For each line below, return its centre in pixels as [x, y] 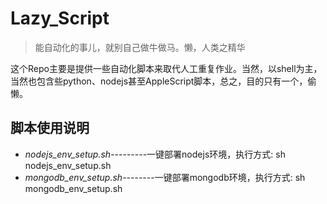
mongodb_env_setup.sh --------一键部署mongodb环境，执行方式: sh [165, 177]
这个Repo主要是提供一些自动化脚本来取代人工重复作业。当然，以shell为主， [166, 68]
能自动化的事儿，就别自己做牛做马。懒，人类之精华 [140, 47]
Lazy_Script [60, 18]
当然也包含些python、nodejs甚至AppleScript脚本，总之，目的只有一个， [159, 81]
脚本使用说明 [50, 128]
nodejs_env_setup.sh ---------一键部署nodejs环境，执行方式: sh [155, 154]
